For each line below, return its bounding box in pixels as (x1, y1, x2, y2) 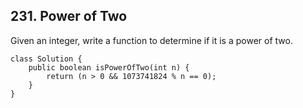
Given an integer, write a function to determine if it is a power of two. (10, 34, 293, 46)
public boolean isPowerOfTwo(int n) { (28, 62, 190, 73)
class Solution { (10, 54, 83, 64)
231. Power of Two (10, 8, 128, 25)
